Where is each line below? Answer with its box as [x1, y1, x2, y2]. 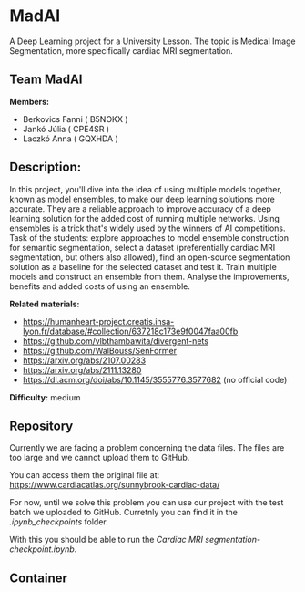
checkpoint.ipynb [9, 544, 75, 555]
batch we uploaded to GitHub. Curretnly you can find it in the [9, 507, 239, 518]
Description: [9, 160, 82, 175]
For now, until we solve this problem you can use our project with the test [9, 497, 284, 508]
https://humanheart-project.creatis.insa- [22, 316, 175, 327]
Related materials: [9, 298, 80, 309]
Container [9, 570, 68, 586]
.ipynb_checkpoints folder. [9, 516, 109, 527]
